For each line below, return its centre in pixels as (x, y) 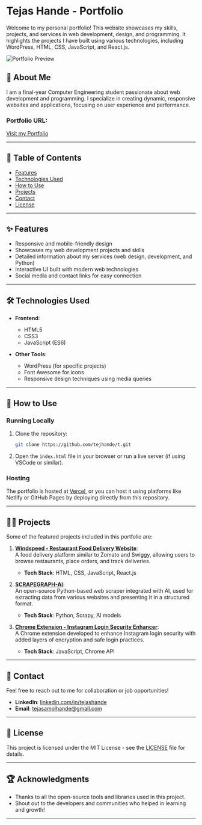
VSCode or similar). (39, 463)
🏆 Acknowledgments (48, 780)
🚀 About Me (29, 77)
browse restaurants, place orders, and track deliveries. (83, 561)
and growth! (30, 809)
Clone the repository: (41, 434)
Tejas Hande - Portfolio (65, 11)
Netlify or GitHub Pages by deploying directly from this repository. (88, 498)
